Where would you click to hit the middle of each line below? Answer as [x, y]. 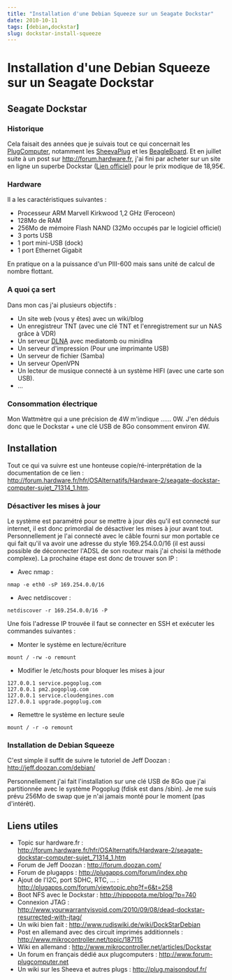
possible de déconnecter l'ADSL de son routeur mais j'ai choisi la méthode [114, 551]
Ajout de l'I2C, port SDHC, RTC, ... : [68, 880]
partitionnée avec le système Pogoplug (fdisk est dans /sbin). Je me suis [112, 789]
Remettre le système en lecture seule [71, 715]
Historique [26, 128]
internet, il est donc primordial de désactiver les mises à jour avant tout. [110, 529]
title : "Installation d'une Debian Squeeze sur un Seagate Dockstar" [111, 14]
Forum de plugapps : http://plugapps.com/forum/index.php [102, 873]
